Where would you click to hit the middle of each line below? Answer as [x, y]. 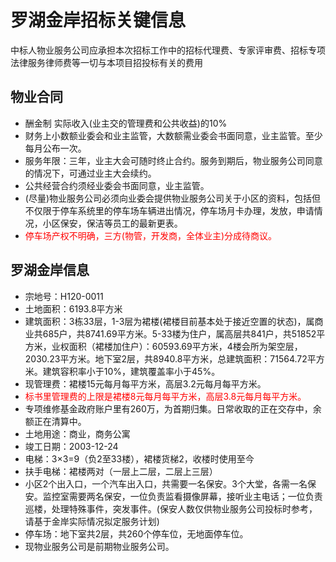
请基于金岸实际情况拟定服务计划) [92, 521]
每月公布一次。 [55, 148]
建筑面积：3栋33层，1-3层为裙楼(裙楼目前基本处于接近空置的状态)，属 [169, 321]
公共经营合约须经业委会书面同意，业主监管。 [117, 185]
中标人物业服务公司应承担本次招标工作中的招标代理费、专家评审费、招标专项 [168, 50]
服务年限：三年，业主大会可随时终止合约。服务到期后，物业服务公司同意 [173, 160]
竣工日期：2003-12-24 [71, 446]
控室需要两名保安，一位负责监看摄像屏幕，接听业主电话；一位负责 [187, 496]
